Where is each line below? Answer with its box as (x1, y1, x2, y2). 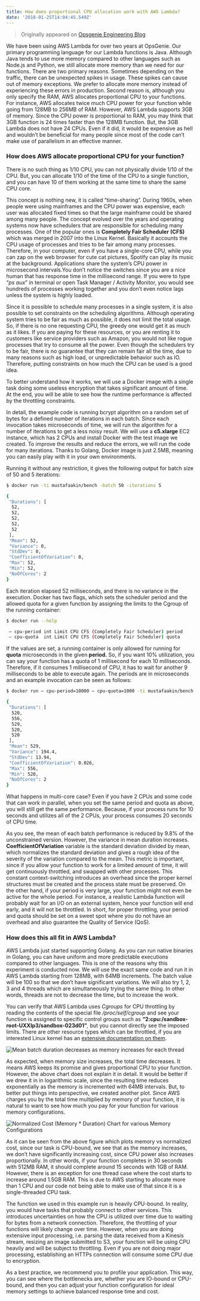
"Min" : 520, (8, 771, 39, 777)
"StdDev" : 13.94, (8, 754, 52, 760)
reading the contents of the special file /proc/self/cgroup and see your (6, 1009, 179, 1016)
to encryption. (6, 1257, 41, 1265)
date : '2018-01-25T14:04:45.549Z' (6, 14, 93, 20)
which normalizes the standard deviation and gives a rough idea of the (6, 849, 180, 856)
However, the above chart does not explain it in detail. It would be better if (6, 1071, 188, 1078)
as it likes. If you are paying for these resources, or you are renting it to (6, 328, 180, 335)
